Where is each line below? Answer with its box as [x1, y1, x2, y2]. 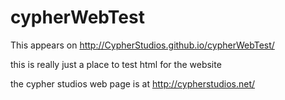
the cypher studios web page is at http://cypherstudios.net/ [10, 77, 256, 90]
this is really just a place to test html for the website [10, 58, 222, 70]
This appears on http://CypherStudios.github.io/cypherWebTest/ [10, 39, 275, 51]
